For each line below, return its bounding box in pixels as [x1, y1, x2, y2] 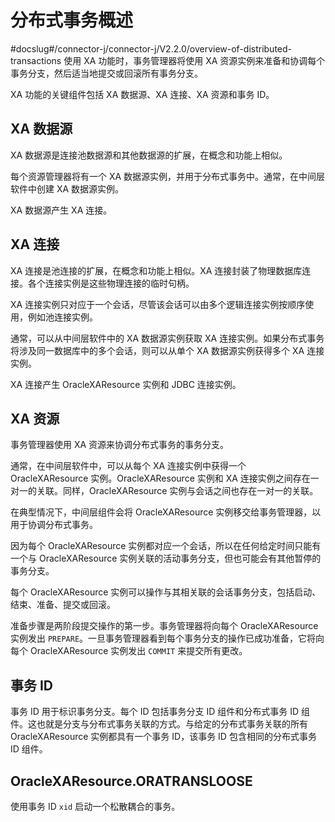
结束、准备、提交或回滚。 [10, 599, 116, 611]
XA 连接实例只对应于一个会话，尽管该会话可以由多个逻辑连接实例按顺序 [10, 298, 306, 310]
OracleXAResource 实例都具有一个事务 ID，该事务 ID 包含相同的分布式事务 [10, 731, 317, 743]
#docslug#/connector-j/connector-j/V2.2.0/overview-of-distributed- [10, 42, 293, 55]
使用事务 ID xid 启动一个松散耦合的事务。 [10, 801, 181, 812]
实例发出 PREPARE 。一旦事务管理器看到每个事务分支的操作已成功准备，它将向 [10, 632, 325, 645]
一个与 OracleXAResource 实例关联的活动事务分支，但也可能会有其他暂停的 [10, 552, 322, 565]
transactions [10, 54, 62, 66]
